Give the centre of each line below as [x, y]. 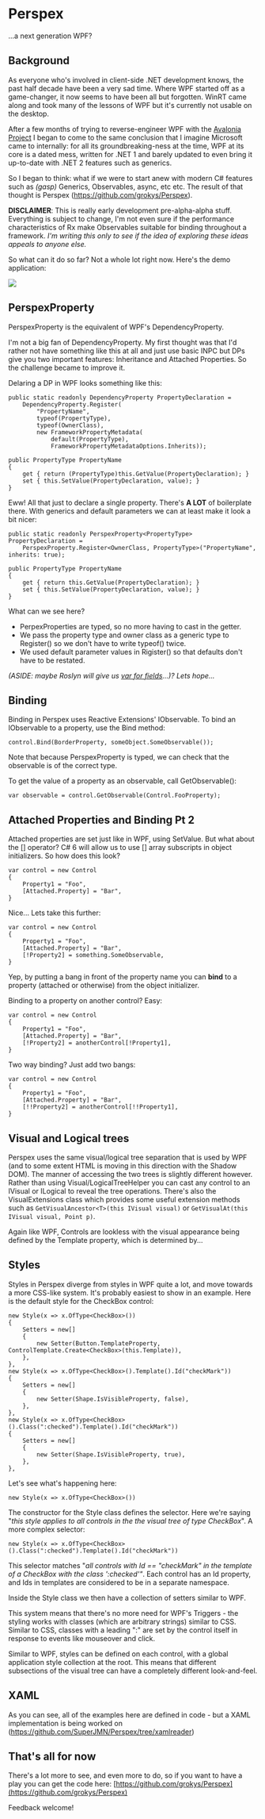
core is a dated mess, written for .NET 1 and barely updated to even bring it [131, 154]
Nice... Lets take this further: [55, 913]
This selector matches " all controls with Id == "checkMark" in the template [130, 1565]
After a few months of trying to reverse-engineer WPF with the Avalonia [125, 129]
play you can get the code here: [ [62, 1784]
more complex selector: [47, 1529]
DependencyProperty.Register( [72, 404]
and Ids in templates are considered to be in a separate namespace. [119, 1582]
